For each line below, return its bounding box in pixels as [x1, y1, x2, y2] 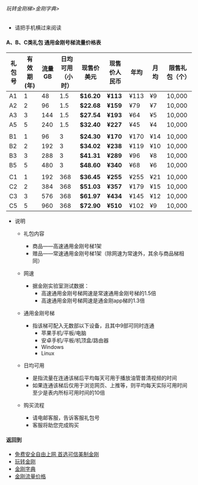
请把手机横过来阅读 [14, 24, 62, 31]
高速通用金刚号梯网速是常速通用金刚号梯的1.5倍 [41, 290, 157, 297]
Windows [41, 344, 64, 351]
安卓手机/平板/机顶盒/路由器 [41, 337, 109, 344]
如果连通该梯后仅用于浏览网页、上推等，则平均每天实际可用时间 [32, 382, 187, 389]
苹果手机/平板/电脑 [41, 329, 87, 336]
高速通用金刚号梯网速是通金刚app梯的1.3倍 [41, 297, 146, 304]
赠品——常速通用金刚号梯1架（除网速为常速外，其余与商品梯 [32, 250, 180, 257]
